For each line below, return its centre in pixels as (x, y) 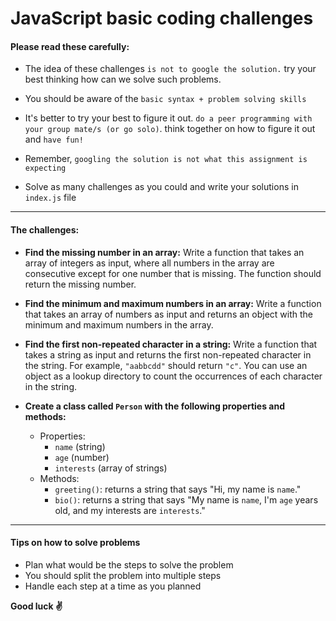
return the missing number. (80, 284)
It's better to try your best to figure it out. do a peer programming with (168, 118)
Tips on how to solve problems (75, 543)
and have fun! (54, 139)
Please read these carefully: (70, 46)
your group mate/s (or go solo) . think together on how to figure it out (170, 129)
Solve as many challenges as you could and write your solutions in (161, 187)
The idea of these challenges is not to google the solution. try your (170, 69)
